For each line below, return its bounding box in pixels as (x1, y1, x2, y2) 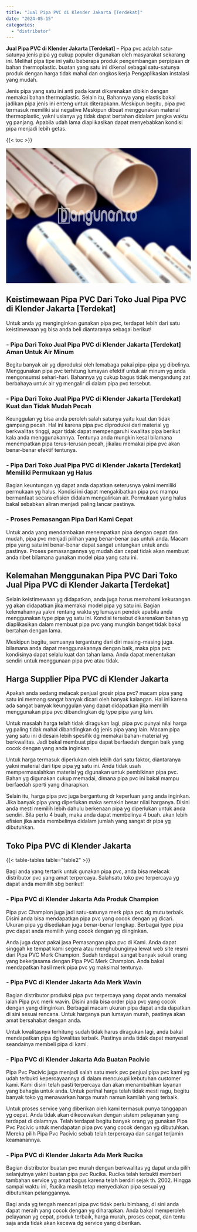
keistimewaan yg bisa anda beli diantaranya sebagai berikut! (6, 325, 152, 332)
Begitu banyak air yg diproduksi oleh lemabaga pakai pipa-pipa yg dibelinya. (6, 361, 191, 368)
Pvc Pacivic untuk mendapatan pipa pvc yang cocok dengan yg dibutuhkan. (6, 1124, 190, 1131)
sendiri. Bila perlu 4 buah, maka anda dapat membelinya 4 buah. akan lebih (6, 811, 188, 818)
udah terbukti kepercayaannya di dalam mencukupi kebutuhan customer (6, 1075, 181, 1082)
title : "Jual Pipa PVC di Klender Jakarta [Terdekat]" (6, 9, 143, 15)
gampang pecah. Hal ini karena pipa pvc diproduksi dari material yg (6, 421, 169, 429)
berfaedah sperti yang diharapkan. (6, 781, 90, 788)
